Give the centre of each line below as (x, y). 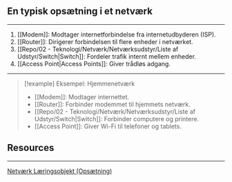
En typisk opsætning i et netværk (80, 11)
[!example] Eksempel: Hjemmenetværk (79, 83)
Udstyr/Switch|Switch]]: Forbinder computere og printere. (116, 119)
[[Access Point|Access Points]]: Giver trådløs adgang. (94, 63)
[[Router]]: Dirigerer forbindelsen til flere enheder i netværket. (105, 41)
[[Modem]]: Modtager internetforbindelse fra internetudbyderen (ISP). (116, 34)
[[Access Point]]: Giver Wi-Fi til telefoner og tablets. (108, 126)
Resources (31, 148)
